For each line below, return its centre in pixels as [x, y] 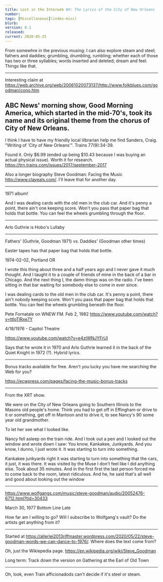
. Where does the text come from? [122, 541]
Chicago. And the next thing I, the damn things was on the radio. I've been [79, 279]
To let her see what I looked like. [37, 429]
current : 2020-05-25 [26, 37]
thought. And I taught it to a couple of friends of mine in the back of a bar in [81, 274]
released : [15, 32]
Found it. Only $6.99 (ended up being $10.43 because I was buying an [75, 154]
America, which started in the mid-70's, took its [79, 113]
